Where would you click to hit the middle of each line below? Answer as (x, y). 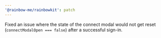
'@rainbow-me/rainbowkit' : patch (40, 10)
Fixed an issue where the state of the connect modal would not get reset (80, 24)
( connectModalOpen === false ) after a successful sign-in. (64, 30)
